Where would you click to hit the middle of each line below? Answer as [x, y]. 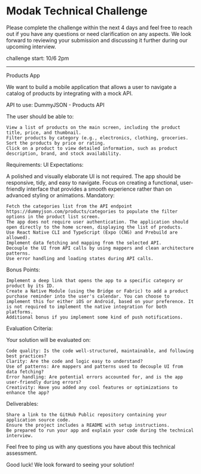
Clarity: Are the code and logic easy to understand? [75, 361]
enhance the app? [28, 393]
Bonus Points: [23, 270]
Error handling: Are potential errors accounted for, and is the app [95, 377]
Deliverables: [22, 403]
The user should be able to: [40, 116]
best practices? [26, 356]
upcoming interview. [31, 47]
